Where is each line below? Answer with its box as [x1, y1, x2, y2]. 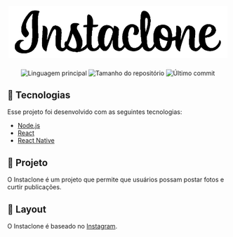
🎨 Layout [7, 203, 47, 215]
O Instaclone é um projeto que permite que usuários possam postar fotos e [7, 175, 225, 184]
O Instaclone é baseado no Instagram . [7, 222, 118, 230]
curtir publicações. [7, 183, 62, 191]
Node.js [17, 122, 41, 130]
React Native [17, 136, 55, 145]
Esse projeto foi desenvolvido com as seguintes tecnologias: [7, 108, 182, 116]
